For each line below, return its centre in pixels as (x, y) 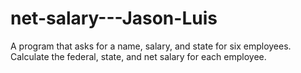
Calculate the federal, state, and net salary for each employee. (138, 56)
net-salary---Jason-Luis (114, 18)
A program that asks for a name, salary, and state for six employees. (151, 46)
